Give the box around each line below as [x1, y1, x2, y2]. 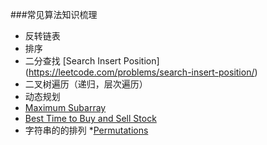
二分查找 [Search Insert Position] [24, 55, 160, 67]
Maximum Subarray [24, 102, 107, 113]
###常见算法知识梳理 [10, 9, 98, 20]
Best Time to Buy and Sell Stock [24, 113, 157, 124]
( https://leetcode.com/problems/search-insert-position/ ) [24, 66, 258, 78]
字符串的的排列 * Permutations [24, 124, 149, 136]
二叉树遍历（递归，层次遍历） [24, 78, 148, 90]
